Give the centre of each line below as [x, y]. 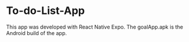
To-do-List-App [45, 11]
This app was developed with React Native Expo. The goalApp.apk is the [95, 27]
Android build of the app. [36, 33]
